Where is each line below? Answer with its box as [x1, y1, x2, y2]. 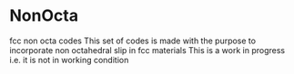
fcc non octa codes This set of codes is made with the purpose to [9, 35, 257, 46]
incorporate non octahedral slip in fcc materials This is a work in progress [9, 44, 285, 55]
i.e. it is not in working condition [9, 54, 129, 65]
